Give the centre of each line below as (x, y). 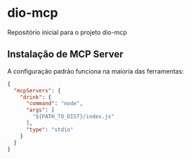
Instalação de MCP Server (66, 54)
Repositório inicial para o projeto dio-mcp (67, 32)
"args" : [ (40, 110)
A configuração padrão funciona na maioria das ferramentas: (95, 71)
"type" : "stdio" (50, 130)
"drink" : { (36, 97)
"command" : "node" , (54, 104)
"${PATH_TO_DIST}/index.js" (73, 117)
